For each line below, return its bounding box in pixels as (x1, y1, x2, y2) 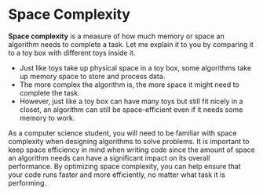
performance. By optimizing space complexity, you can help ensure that (8, 161, 241, 171)
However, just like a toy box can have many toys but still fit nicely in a (19, 96, 243, 106)
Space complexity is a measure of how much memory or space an (8, 31, 225, 41)
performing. (8, 178, 47, 187)
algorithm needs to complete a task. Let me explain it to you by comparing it (8, 39, 254, 49)
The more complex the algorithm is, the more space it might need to (19, 80, 239, 89)
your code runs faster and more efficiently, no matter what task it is (8, 170, 226, 179)
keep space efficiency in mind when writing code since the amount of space (8, 145, 255, 154)
